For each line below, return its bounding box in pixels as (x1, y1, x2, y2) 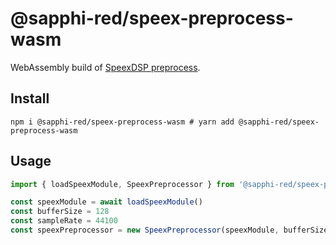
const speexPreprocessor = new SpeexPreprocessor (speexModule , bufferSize (10, 225, 329, 236)
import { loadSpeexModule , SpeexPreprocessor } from (10, 179, 235, 189)
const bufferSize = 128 (10, 207, 110, 217)
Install (10, 90, 50, 107)
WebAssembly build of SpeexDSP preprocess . (10, 61, 201, 73)
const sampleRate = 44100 (10, 216, 118, 226)
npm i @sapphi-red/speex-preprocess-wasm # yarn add (10, 117, 235, 127)
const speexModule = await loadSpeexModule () (10, 197, 203, 207)
